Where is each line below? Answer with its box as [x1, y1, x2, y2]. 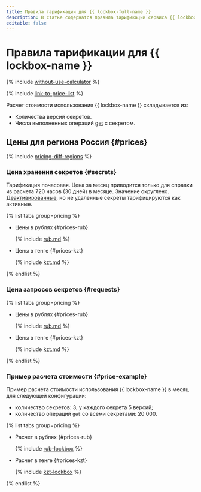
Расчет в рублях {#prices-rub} [14, 433, 93, 441]
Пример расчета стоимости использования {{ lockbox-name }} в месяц [6, 386, 189, 393]
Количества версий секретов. [14, 113, 92, 121]
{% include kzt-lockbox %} [14, 469, 82, 476]
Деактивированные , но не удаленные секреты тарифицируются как [6, 194, 181, 202]
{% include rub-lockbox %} [14, 445, 83, 452]
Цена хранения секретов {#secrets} [6, 168, 117, 176]
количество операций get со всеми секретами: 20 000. [14, 410, 157, 418]
